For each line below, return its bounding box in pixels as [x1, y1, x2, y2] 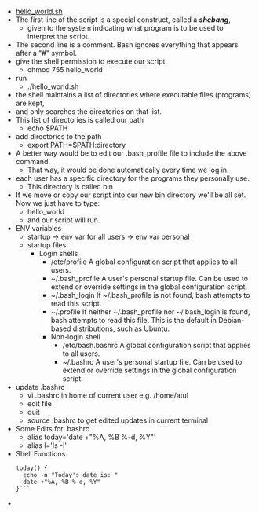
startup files [27, 240, 67, 250]
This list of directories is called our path [15, 115, 144, 124]
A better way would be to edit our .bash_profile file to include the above [15, 148, 247, 158]
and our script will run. [27, 215, 100, 225]
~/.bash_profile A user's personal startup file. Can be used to [50, 274, 249, 283]
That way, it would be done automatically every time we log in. [27, 165, 229, 174]
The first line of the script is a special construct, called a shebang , [15, 15, 232, 24]
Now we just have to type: [15, 199, 100, 207]
